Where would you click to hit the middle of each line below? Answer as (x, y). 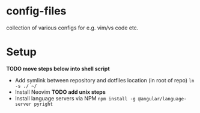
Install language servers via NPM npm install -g (75, 98)
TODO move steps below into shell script (58, 69)
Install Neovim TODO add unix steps (60, 92)
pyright (44, 104)
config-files (36, 11)
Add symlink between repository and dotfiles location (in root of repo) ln (105, 80)
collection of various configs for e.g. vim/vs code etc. (72, 28)
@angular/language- (162, 99)
